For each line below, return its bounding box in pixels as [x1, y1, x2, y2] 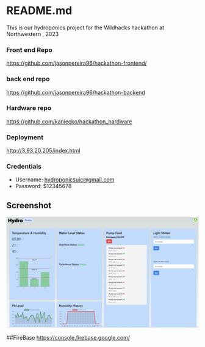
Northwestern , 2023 [6, 30, 59, 37]
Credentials [6, 163, 41, 171]
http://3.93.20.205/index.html [6, 147, 81, 155]
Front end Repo [6, 45, 53, 54]
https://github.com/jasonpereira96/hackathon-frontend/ [6, 59, 148, 67]
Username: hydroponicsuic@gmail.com [15, 176, 115, 183]
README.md [6, 4, 73, 18]
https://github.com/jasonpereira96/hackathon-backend [6, 89, 145, 96]
